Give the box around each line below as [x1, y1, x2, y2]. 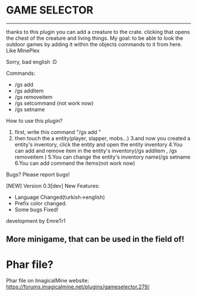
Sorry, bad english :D [6, 58, 57, 65]
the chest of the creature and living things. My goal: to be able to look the [6, 35, 184, 42]
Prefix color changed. [14, 199, 67, 206]
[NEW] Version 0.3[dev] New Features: [6, 182, 100, 189]
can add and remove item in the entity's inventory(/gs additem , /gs [14, 147, 178, 154]
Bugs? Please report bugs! [6, 171, 70, 178]
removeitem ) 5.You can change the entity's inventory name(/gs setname [14, 153, 191, 160]
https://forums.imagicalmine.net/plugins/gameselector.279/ [6, 283, 150, 290]
